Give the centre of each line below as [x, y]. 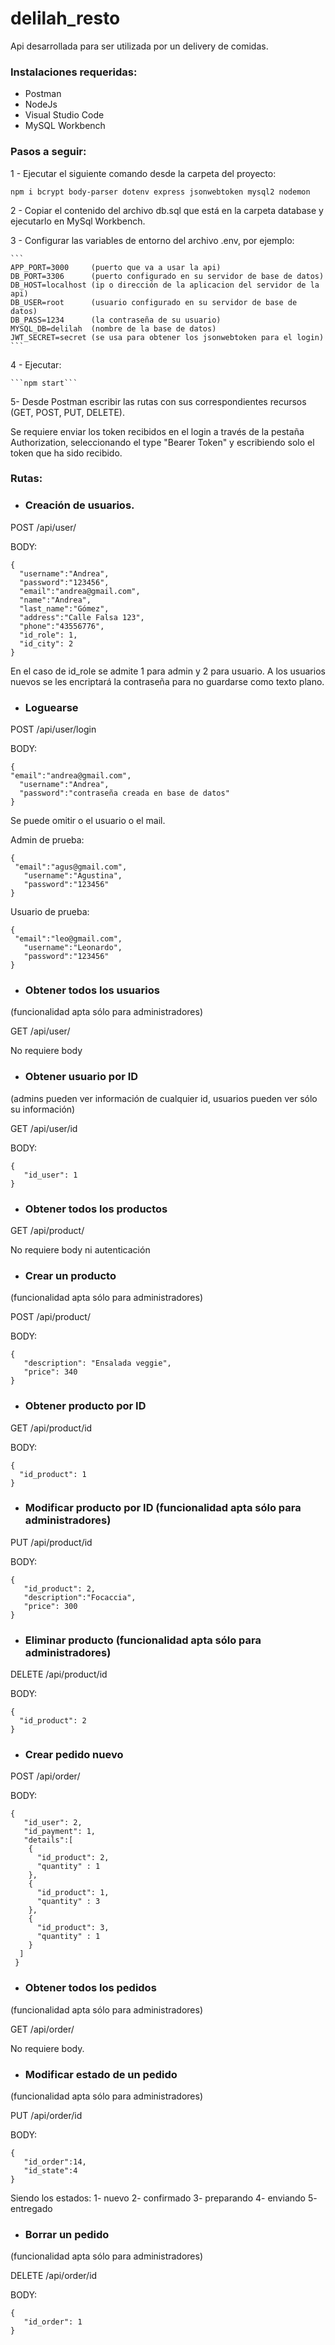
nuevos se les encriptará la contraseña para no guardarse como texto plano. [167, 681]
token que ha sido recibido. [66, 453]
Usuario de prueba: [50, 912]
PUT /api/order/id [46, 2116]
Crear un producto [70, 1275]
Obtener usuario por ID [81, 1077]
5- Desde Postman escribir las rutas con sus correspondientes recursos [158, 401]
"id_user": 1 [50, 1175]
